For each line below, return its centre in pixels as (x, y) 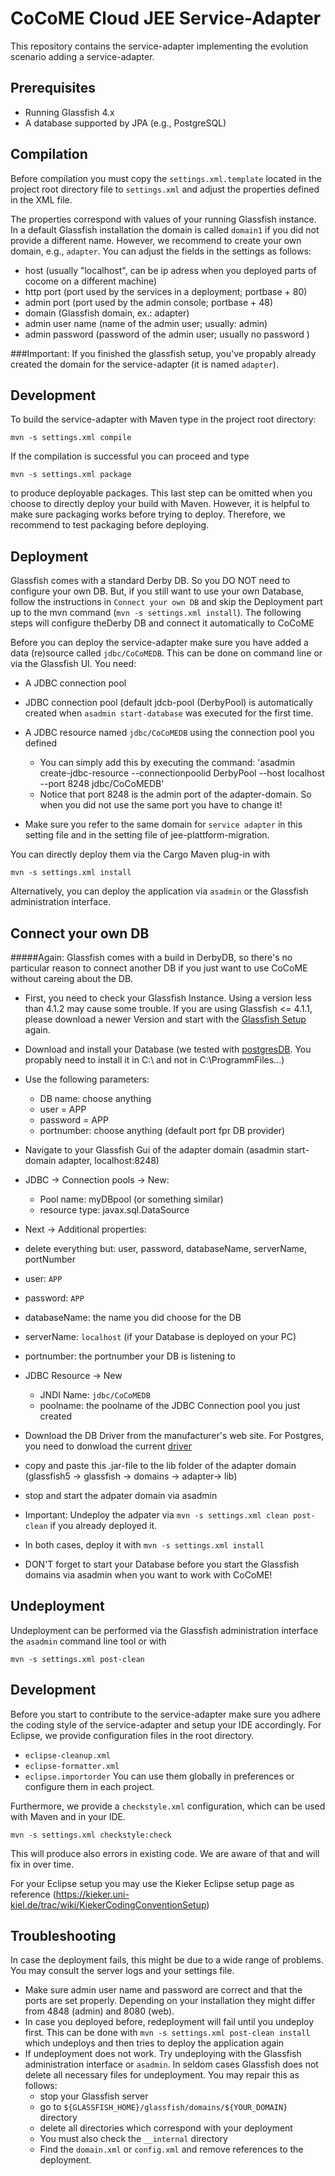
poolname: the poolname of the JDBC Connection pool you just (170, 1405)
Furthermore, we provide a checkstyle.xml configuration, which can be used (168, 1806)
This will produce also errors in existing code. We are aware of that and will (165, 1853)
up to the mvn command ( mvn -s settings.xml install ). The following (156, 613)
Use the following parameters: (87, 1079)
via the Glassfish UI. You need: (73, 664)
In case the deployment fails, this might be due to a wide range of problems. (167, 1960)
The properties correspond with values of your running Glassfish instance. (163, 219)
